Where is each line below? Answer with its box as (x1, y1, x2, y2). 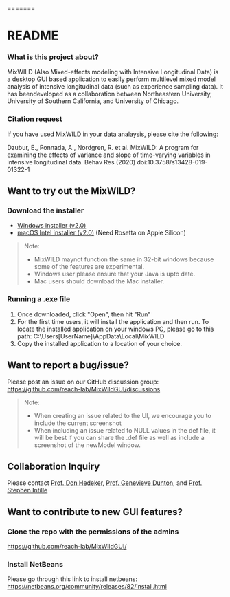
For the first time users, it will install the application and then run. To (16, 317, 209, 325)
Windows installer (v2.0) (16, 221, 87, 230)
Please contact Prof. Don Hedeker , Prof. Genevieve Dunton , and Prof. (7, 479, 203, 487)
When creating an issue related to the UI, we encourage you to (34, 411, 211, 420)
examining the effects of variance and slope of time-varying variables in (7, 151, 211, 159)
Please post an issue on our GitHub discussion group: (7, 378, 159, 386)
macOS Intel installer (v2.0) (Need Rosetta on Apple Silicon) (16, 228, 187, 237)
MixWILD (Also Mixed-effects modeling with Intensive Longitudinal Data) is (7, 68, 219, 76)
